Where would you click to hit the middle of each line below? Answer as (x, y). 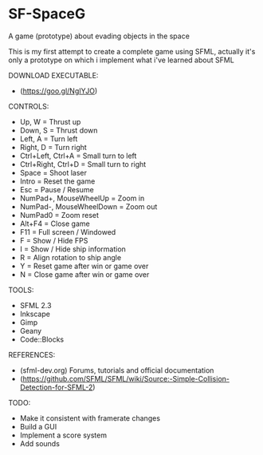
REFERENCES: (32, 354)
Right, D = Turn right (53, 147)
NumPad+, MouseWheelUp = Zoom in (82, 198)
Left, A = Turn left (49, 138)
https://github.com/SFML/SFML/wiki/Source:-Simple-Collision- (126, 378)
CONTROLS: (29, 106)
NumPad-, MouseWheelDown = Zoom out (88, 206)
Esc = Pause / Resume (57, 189)
